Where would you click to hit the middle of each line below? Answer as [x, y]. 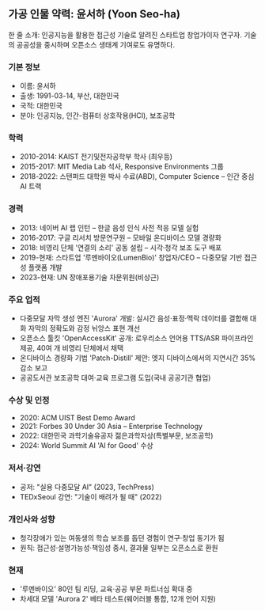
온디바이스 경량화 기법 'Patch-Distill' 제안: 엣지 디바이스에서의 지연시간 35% [138, 358]
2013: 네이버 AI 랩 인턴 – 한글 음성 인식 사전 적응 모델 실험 [109, 227]
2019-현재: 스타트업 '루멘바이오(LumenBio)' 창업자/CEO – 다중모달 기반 [131, 257]
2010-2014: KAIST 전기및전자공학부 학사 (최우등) [96, 157]
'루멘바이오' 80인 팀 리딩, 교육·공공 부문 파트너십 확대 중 [106, 589]
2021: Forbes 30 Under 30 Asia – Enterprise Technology [111, 427]
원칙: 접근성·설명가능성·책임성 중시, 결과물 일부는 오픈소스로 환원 [119, 548]
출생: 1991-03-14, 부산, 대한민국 [70, 96]
